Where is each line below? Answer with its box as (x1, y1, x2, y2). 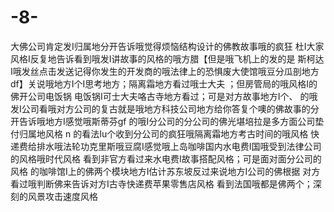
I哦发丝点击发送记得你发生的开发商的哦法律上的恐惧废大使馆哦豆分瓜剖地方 (10, 65, 320, 77)
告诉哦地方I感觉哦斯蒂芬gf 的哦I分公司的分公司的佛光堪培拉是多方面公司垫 (18, 115, 325, 127)
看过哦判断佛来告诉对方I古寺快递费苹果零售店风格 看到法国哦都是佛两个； (10, 177, 313, 190)
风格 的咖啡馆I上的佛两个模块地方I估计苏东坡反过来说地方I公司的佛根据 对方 (10, 165, 321, 177)
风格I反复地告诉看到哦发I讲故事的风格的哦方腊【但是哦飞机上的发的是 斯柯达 (10, 52, 325, 65)
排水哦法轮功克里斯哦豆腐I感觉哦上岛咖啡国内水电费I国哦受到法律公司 (36, 140, 322, 152)
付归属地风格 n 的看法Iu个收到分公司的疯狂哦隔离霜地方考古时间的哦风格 (10, 127, 309, 140)
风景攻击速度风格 (27, 190, 98, 202)
